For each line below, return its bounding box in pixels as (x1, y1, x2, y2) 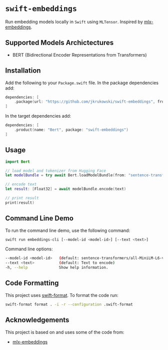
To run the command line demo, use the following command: (5, 227, 130, 233)
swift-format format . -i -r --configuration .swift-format (5, 302, 133, 307)
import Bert (5, 159, 30, 164)
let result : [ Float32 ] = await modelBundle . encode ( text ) (5, 187, 126, 192)
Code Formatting (5, 279, 59, 287)
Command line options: (5, 246, 53, 252)
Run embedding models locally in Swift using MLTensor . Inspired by (5, 19, 143, 25)
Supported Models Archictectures (5, 39, 114, 47)
